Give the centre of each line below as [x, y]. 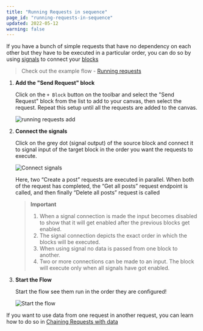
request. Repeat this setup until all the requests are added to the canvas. [106, 108]
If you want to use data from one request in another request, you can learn [100, 315]
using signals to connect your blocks [52, 59]
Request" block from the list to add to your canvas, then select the [98, 101]
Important [43, 204]
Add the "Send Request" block [55, 83]
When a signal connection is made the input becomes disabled [118, 216]
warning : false [26, 29]
